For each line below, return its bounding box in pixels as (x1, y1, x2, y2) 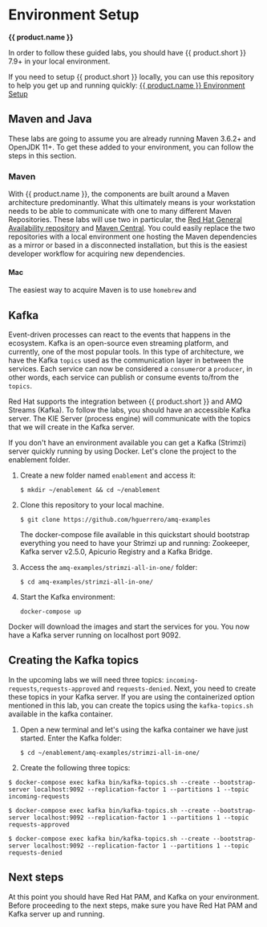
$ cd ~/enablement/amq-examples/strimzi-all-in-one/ (19, 749, 200, 757)
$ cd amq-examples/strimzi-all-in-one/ (19, 578, 154, 586)
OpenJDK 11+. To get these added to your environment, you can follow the (8, 142, 254, 152)
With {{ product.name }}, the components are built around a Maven (8, 189, 230, 199)
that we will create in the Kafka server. (8, 422, 135, 432)
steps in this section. (8, 150, 77, 160)
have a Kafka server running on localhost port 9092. (8, 630, 181, 640)
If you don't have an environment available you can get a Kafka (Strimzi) (8, 438, 247, 448)
